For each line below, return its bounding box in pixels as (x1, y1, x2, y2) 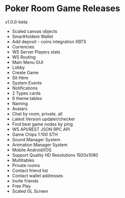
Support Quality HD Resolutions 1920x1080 (12, 152, 98, 158)
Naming (12, 100, 28, 106)
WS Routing (12, 54, 36, 60)
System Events (12, 80, 42, 85)
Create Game (12, 69, 39, 75)
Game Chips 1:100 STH (12, 132, 58, 137)
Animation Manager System (12, 142, 68, 148)
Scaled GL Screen (12, 188, 48, 194)
